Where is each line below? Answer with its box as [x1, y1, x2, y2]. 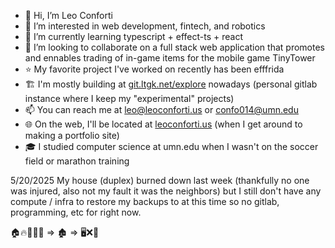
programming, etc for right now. [10, 206, 142, 218]
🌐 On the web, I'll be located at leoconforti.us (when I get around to [24, 118, 303, 130]
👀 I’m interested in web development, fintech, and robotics [24, 20, 266, 32]
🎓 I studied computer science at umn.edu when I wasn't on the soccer [24, 141, 319, 152]
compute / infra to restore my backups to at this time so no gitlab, [10, 196, 280, 207]
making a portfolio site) [24, 130, 120, 141]
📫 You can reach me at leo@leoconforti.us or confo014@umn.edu [24, 104, 299, 115]
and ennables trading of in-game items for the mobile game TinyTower [24, 52, 316, 64]
